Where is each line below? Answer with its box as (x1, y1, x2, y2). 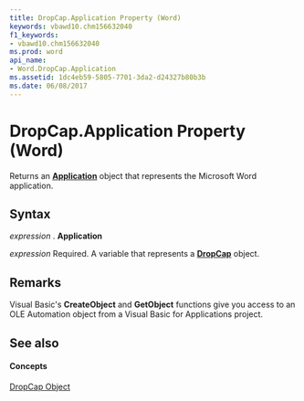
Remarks (9, 275, 62, 290)
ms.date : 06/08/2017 (9, 81, 89, 90)
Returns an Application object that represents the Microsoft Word (9, 170, 257, 181)
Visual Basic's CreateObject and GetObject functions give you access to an (9, 299, 296, 311)
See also (9, 335, 59, 351)
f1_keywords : (9, 30, 59, 39)
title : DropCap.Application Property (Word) (9, 13, 182, 23)
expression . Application (9, 230, 103, 242)
